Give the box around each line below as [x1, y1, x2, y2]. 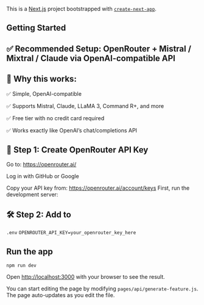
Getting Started [6, 23, 66, 33]
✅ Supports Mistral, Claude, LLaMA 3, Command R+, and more [6, 102, 164, 109]
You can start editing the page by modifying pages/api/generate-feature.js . [6, 285, 199, 292]
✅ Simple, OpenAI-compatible [6, 90, 82, 97]
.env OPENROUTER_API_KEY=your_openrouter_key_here [6, 230, 136, 236]
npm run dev [6, 262, 37, 269]
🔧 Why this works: [6, 74, 77, 84]
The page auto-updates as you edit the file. [6, 292, 115, 299]
